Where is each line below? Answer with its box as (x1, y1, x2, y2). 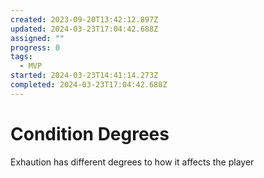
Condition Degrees (10, 122, 170, 145)
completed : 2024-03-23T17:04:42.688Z (10, 80, 168, 90)
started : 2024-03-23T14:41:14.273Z (10, 71, 159, 81)
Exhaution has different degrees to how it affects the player (10, 156, 255, 168)
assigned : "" (10, 33, 65, 43)
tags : (10, 52, 33, 62)
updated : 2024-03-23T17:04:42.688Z (10, 24, 159, 34)
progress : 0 (10, 42, 60, 53)
